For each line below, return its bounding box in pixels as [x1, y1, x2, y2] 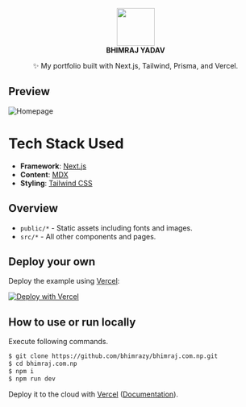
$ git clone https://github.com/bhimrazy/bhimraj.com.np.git [8, 352, 219, 360]
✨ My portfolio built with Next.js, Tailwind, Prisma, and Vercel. [32, 61, 239, 70]
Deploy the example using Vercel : [8, 276, 120, 286]
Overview [8, 201, 59, 215]
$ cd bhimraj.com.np [8, 359, 78, 368]
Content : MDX [19, 169, 69, 179]
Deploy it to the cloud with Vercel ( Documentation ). [8, 389, 179, 399]
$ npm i [8, 367, 35, 375]
